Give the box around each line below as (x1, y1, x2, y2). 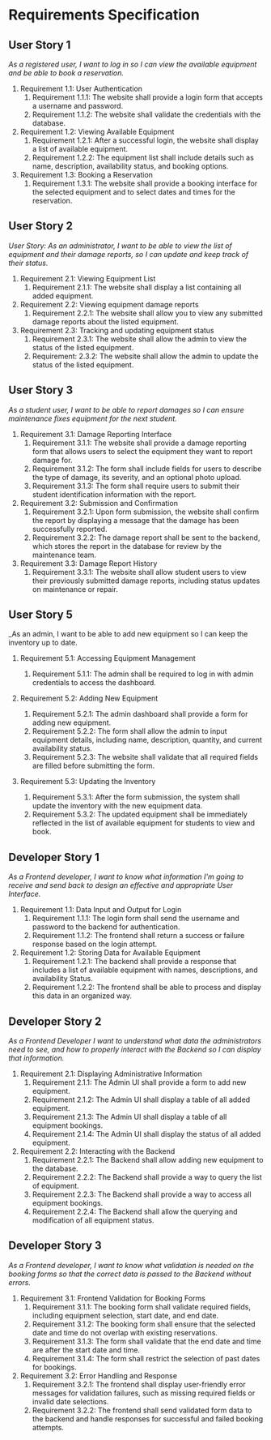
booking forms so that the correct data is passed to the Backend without (8, 1269, 252, 1279)
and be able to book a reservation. (8, 68, 124, 78)
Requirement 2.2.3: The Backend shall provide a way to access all (32, 1189, 252, 1199)
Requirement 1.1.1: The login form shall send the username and (32, 914, 240, 924)
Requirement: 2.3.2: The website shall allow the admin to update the (32, 351, 259, 361)
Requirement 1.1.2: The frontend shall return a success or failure (32, 931, 245, 941)
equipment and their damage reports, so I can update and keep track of (8, 249, 249, 259)
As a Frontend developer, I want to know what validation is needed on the (8, 1260, 255, 1270)
